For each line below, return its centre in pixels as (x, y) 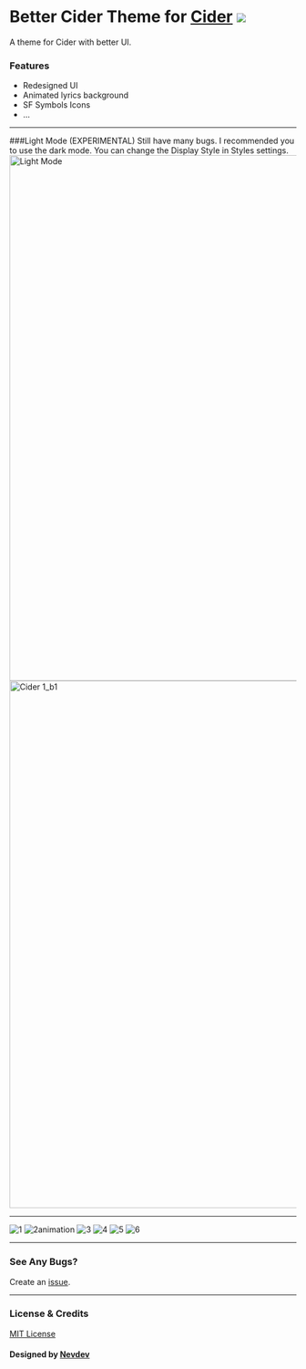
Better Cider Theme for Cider (121, 17)
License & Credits (49, 1313)
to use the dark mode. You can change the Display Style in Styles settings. (149, 150)
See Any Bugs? (44, 1262)
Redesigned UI (50, 86)
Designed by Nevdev (50, 1354)
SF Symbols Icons (56, 105)
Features (30, 66)
